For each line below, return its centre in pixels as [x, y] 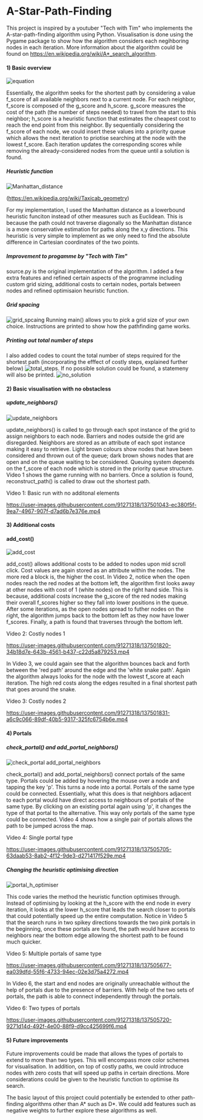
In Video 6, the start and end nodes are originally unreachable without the [98, 983]
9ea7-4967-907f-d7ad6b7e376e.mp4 [54, 511]
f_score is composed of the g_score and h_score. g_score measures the [96, 106]
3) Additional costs [31, 525]
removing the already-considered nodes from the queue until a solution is [98, 151]
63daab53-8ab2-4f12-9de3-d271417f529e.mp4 [66, 856]
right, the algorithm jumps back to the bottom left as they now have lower [98, 615]
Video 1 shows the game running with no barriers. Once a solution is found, [100, 475]
